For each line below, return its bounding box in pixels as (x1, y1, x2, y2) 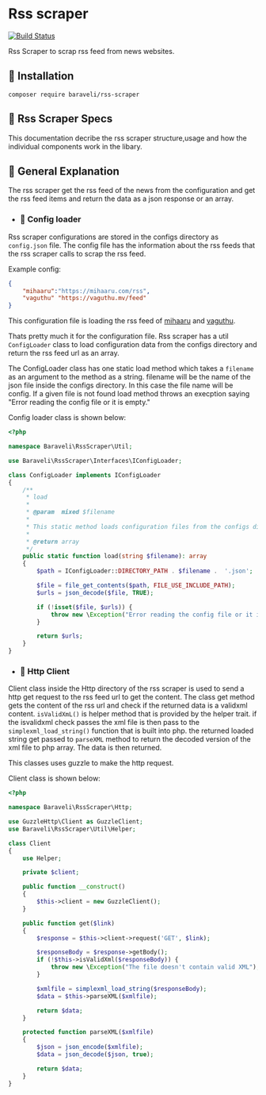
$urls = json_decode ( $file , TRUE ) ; (36, 588, 154, 596)
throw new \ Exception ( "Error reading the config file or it (50, 611, 253, 619)
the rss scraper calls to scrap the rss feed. (8, 249, 146, 258)
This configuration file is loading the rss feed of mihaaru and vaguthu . (8, 316, 236, 326)
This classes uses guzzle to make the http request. (8, 758, 174, 768)
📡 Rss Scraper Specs (8, 112, 113, 125)
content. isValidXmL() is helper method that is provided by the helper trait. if (8, 709, 257, 719)
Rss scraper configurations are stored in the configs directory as (8, 232, 219, 241)
